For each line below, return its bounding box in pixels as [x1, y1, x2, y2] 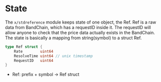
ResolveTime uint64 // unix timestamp [14, 54, 93, 58]
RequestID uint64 [14, 58, 54, 63]
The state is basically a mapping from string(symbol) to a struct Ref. [5, 35, 142, 41]
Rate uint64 [14, 49, 54, 54]
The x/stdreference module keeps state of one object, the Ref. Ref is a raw [5, 19, 157, 25]
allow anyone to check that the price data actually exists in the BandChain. [5, 29, 155, 35]
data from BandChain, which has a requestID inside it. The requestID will [5, 24, 151, 30]
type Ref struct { [5, 44, 43, 49]
